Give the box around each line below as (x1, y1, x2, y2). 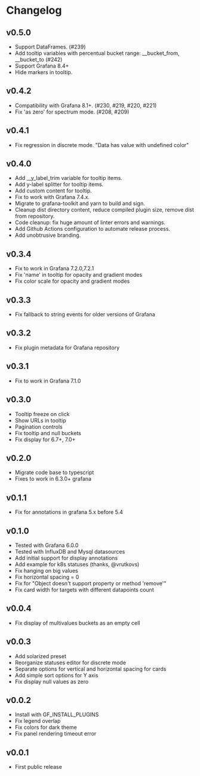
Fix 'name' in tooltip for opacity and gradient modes (14, 271, 143, 279)
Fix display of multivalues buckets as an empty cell (14, 619, 140, 627)
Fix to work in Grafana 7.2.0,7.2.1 (14, 265, 94, 272)
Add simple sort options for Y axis (14, 671, 99, 679)
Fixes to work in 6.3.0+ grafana (14, 475, 91, 482)
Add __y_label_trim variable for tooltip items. (14, 175, 122, 182)
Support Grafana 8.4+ (14, 62, 69, 69)
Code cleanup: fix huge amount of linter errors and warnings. (14, 219, 166, 226)
